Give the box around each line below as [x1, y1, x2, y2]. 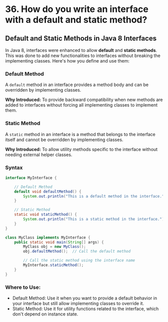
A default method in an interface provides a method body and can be [5, 81, 149, 88]
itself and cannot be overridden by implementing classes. [5, 136, 123, 142]
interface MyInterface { [5, 175, 57, 180]
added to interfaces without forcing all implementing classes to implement [5, 102, 157, 108]
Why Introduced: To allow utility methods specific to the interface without [5, 146, 158, 152]
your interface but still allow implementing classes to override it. [12, 300, 144, 306]
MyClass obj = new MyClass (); [23, 244, 86, 249]
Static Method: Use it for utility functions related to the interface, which [12, 305, 159, 311]
